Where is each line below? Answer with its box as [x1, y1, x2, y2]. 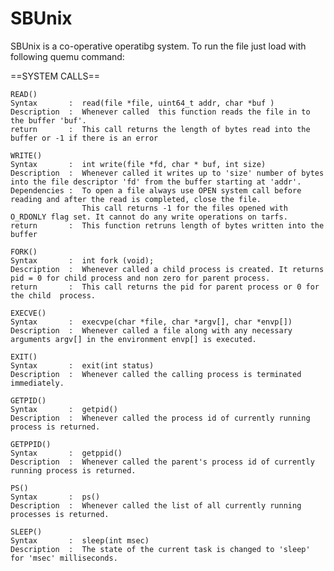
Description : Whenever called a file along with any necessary [10, 325, 293, 336]
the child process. [10, 290, 97, 301]
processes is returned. [10, 509, 110, 519]
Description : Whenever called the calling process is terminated [10, 369, 302, 379]
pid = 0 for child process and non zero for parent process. [10, 273, 271, 283]
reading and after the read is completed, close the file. [10, 194, 262, 204]
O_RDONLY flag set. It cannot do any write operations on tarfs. [10, 212, 288, 222]
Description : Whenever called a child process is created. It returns [10, 264, 325, 274]
